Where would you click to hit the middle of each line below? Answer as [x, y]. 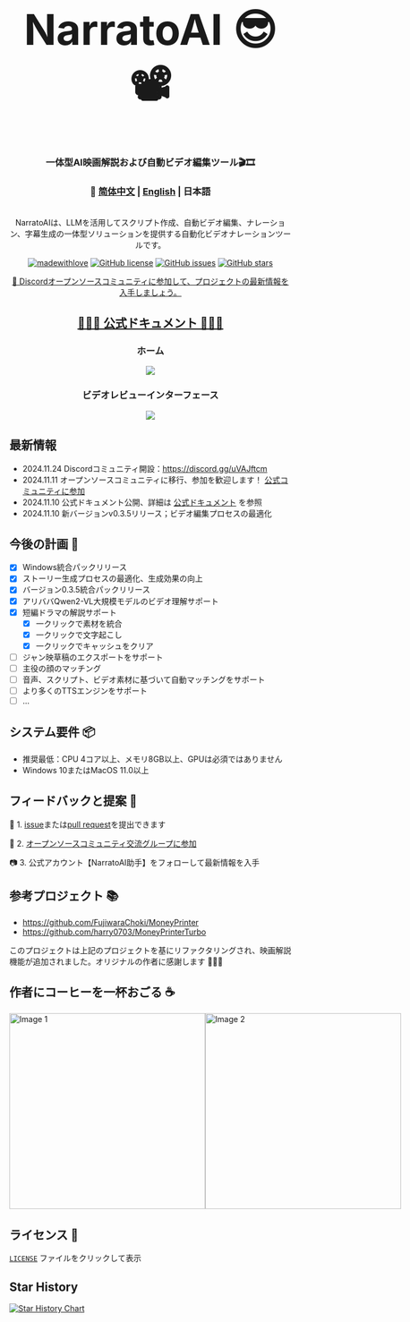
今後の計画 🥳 [44, 544]
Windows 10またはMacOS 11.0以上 [85, 770]
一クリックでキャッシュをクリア [94, 645]
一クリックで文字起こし [79, 635]
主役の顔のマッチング [61, 668]
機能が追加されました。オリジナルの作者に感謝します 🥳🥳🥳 [116, 961]
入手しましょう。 [150, 292]
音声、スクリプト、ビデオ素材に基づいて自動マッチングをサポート [144, 679]
